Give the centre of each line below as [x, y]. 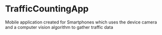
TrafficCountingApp [47, 9]
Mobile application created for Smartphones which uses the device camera [81, 22]
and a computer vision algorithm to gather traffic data [59, 27]
